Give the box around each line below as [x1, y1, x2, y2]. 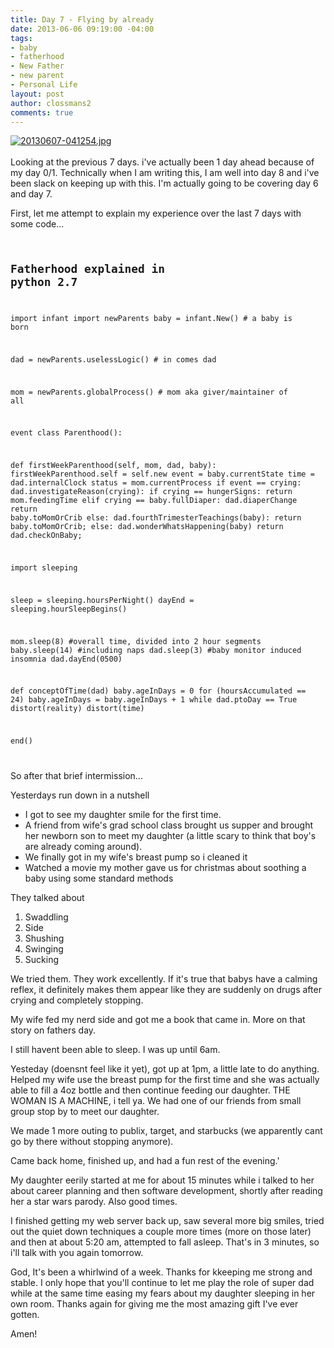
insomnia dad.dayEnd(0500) [10, 654, 123, 664]
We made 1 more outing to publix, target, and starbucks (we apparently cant [10, 1124, 323, 1136]
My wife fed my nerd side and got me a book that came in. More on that [10, 1013, 306, 1025]
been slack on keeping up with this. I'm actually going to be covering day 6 [10, 177, 319, 190]
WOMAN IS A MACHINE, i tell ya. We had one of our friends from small [10, 1094, 302, 1106]
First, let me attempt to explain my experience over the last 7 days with [10, 207, 302, 220]
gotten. [10, 1308, 40, 1320]
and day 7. [10, 188, 53, 200]
